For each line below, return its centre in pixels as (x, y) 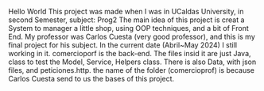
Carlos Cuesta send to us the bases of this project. (91, 79)
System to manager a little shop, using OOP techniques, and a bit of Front (128, 28)
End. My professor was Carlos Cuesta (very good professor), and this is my (132, 36)
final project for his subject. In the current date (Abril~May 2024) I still (122, 45)
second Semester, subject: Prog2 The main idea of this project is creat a (126, 20)
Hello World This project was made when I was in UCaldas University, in (126, 11)
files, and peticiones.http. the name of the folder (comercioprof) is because (131, 70)
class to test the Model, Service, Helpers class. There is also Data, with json (132, 62)
